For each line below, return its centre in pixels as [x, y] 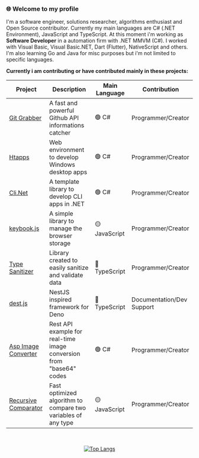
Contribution [161, 90]
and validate [66, 275]
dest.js [18, 303]
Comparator [26, 408]
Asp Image [24, 346]
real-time [62, 339]
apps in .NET [67, 204]
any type [62, 423]
